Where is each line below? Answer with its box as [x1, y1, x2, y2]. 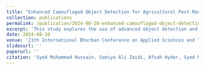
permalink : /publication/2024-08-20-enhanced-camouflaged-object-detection [6, 20, 203, 26]
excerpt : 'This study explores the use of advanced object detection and [6, 26, 198, 32]
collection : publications [6, 15, 72, 21]
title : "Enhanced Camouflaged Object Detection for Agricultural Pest [6, 9, 190, 15]
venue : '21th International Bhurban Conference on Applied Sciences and [6, 37, 195, 43]
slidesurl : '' [6, 43, 43, 49]
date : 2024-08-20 [6, 32, 51, 38]
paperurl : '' [6, 49, 40, 55]
